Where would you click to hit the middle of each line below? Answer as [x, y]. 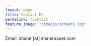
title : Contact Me [24, 15]
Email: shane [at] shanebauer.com [40, 38]
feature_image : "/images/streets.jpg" [46, 24]
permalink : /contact [27, 19]
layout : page [19, 10]
